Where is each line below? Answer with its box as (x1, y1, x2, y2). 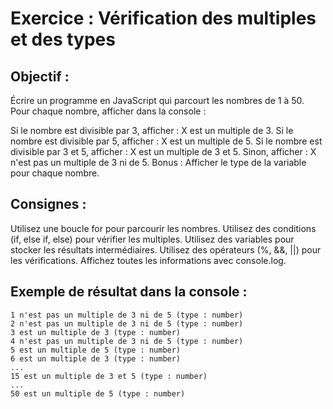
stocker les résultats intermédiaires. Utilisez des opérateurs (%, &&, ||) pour (10, 243, 322, 256)
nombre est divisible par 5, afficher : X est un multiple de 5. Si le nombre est (10, 135, 323, 147)
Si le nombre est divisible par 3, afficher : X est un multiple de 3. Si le (10, 125, 294, 136)
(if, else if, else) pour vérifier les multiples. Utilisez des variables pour (10, 233, 295, 245)
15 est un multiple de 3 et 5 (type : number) (10, 371, 208, 381)
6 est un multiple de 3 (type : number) (10, 353, 182, 364)
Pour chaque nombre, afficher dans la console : (10, 105, 207, 117)
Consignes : (10, 196, 87, 213)
